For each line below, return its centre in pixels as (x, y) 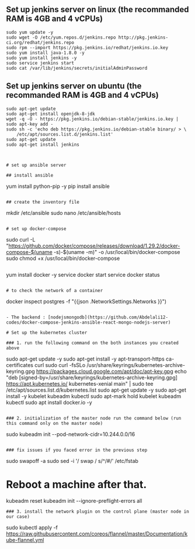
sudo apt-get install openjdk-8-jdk (51, 114)
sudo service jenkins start (40, 63)
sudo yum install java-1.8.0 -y (45, 53)
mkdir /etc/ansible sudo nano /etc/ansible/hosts (64, 212)
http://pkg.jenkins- (143, 37)
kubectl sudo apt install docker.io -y (49, 402)
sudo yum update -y (30, 32)
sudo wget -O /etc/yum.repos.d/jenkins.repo (61, 37)
